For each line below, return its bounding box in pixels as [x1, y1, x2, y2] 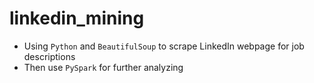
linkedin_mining [9, 7, 145, 30]
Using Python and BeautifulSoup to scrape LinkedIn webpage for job [23, 40, 305, 52]
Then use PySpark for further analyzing [23, 61, 184, 73]
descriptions [23, 50, 76, 62]
